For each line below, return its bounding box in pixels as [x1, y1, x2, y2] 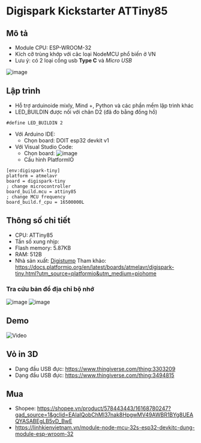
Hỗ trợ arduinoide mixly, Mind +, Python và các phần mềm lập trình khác [14, 102, 194, 109]
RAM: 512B [14, 251, 42, 258]
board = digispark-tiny [6, 178, 66, 184]
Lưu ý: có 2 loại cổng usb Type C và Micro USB [14, 57, 133, 64]
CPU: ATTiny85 [14, 231, 53, 239]
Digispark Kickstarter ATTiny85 [6, 4, 168, 18]
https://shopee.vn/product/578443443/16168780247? [37, 405, 171, 412]
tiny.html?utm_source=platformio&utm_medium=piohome [14, 269, 157, 277]
